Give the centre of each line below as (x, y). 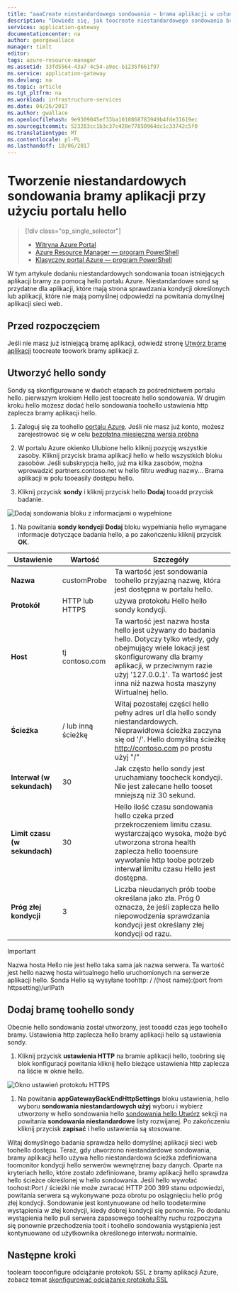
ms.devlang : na (30, 80)
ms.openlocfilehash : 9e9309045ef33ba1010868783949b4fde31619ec (103, 119)
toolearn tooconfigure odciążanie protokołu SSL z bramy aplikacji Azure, (113, 1273)
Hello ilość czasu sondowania (164, 807)
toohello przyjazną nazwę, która (168, 580)
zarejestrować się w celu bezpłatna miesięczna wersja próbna (108, 434)
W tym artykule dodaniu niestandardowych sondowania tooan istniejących (116, 273)
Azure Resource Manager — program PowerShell (107, 252)
